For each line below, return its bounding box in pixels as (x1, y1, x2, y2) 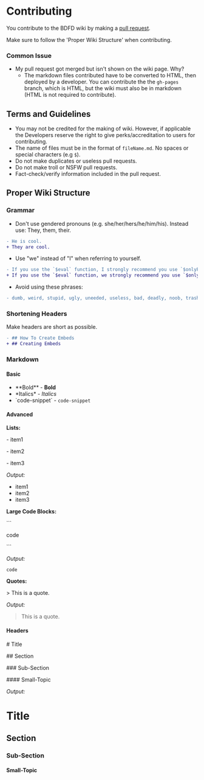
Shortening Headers (6, 309, 68, 318)
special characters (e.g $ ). (15, 151, 81, 158)
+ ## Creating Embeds (6, 341, 61, 347)
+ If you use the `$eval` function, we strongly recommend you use (6, 272, 181, 278)
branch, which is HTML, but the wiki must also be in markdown (24, 85, 182, 92)
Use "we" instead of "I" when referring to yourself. (15, 255, 141, 262)
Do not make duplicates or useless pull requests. (15, 157, 137, 165)
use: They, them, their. (15, 227, 72, 234)
